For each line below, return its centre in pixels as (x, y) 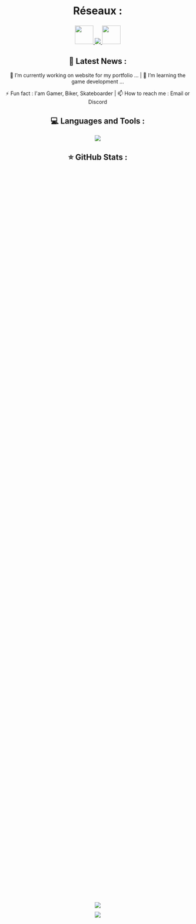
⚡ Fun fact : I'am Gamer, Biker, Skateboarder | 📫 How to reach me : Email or (98, 93)
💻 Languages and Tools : (98, 121)
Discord (98, 102)
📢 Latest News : (98, 61)
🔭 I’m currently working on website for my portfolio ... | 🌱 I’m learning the (98, 75)
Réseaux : (98, 11)
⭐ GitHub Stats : (98, 157)
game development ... (98, 82)
